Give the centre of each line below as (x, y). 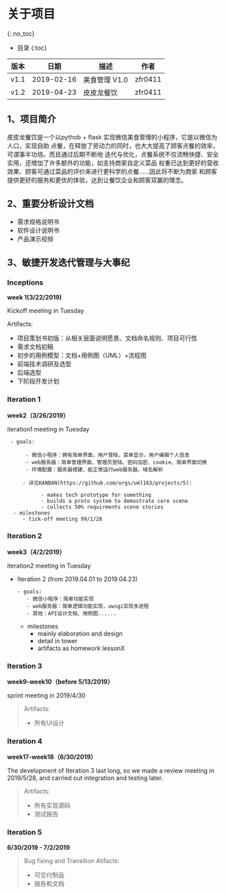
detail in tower (58, 640)
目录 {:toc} (32, 47)
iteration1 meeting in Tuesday (48, 429)
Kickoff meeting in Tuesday (46, 311)
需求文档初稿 (35, 347)
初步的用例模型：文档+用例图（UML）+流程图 (82, 355)
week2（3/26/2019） (38, 415)
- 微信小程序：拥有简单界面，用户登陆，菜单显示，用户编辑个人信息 (107, 455)
